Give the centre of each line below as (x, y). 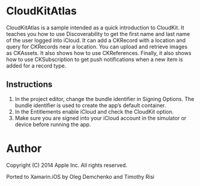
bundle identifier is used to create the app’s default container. (90, 105)
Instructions (29, 85)
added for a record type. (36, 65)
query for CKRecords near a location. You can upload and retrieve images (97, 47)
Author (24, 148)
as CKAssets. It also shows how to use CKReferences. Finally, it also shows (99, 53)
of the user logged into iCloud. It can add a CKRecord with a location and (96, 40)
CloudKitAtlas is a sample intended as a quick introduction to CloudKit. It (95, 28)
